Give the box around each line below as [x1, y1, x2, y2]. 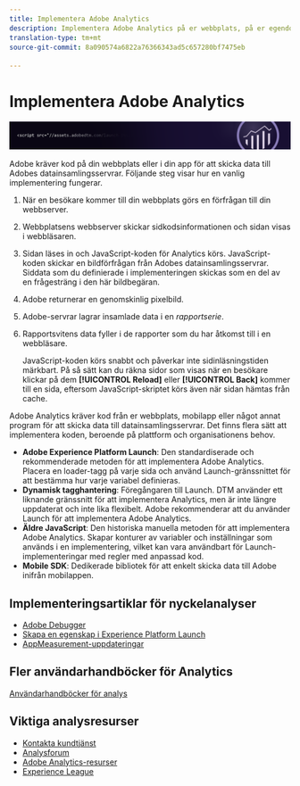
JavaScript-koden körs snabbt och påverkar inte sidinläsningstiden [21, 355, 270, 366]
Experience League [21, 765, 95, 776]
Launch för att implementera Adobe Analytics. [21, 513, 192, 524]
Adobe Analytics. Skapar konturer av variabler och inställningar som [21, 532, 273, 543]
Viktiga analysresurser [9, 714, 139, 729]
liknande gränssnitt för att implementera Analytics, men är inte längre [21, 494, 277, 505]
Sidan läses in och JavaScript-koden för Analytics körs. [21, 248, 226, 259]
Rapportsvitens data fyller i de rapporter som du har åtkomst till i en [21, 328, 271, 339]
